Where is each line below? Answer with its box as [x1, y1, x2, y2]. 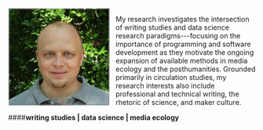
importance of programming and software [115, 39, 251, 49]
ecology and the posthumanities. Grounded [115, 64, 256, 74]
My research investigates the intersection [115, 15, 250, 23]
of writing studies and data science [115, 23, 230, 32]
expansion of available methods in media [115, 56, 248, 65]
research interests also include [115, 81, 215, 90]
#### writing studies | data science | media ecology [8, 113, 179, 122]
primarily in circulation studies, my [115, 73, 227, 81]
